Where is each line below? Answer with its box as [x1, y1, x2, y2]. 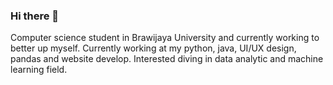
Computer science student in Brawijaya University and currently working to [10, 32, 320, 44]
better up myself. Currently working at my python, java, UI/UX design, [10, 42, 297, 54]
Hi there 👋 [10, 9, 60, 23]
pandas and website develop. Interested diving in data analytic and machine [10, 53, 324, 65]
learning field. [10, 64, 68, 76]
